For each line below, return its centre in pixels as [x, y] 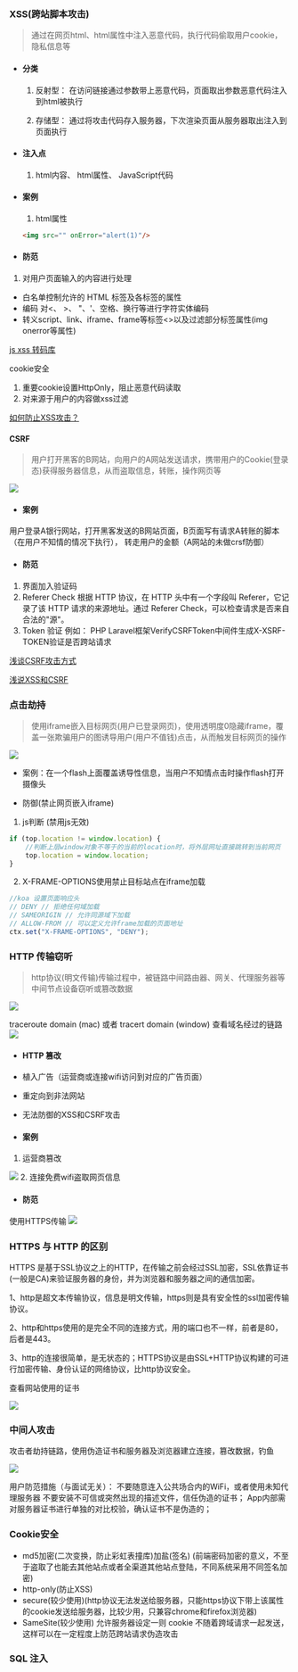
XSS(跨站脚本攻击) [49, 13]
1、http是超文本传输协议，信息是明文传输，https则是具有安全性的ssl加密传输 [149, 1297]
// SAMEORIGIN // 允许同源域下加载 [70, 915]
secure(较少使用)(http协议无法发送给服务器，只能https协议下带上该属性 [153, 1600]
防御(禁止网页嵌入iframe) [68, 803]
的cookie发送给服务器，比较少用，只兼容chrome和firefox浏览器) [140, 1611]
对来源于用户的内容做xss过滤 [75, 398]
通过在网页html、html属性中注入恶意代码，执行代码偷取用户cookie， [157, 35]
